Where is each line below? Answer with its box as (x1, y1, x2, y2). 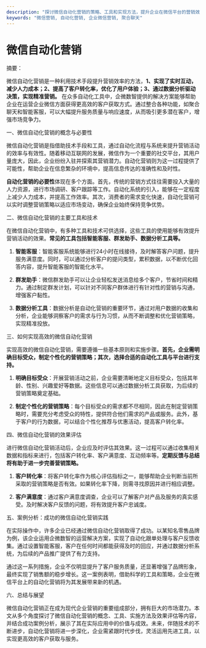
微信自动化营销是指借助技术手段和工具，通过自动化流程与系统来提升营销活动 (6, 142, 200, 149)
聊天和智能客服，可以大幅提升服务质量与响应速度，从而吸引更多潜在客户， (6, 108, 194, 115)
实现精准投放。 (15, 320, 53, 327)
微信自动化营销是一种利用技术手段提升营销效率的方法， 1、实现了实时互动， (6, 77, 197, 85)
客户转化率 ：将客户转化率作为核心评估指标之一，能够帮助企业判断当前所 (15, 472, 198, 480)
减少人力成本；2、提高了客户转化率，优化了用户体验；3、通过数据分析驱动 (6, 85, 196, 93)
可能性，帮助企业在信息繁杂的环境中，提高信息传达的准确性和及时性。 (6, 165, 184, 172)
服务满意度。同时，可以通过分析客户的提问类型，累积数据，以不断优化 (15, 255, 193, 263)
